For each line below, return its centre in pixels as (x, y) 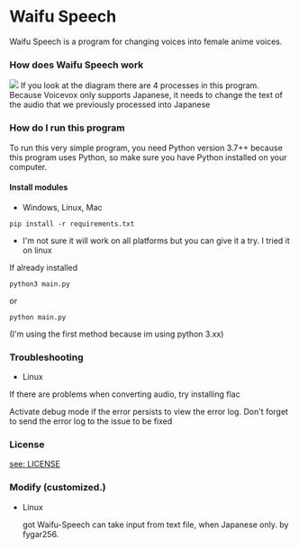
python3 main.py (40, 284)
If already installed (44, 267)
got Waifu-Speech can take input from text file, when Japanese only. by (155, 525)
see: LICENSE (35, 464)
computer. (28, 166)
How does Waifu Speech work (77, 65)
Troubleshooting (46, 357)
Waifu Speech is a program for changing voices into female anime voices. (146, 41)
